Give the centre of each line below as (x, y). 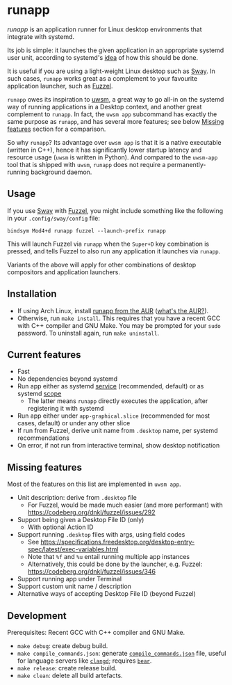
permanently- (187, 164)
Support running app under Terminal (69, 579)
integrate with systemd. (41, 36)
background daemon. (61, 172)
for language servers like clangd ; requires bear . (84, 661)
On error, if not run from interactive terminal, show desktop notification (118, 446)
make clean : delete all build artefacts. (70, 675)
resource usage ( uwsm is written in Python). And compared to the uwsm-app (113, 157)
